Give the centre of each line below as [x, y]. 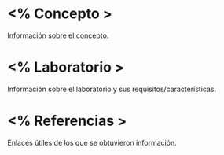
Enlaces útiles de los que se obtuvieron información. [92, 142]
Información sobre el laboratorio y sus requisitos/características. [112, 89]
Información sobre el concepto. [58, 35]
